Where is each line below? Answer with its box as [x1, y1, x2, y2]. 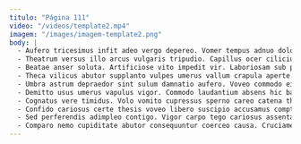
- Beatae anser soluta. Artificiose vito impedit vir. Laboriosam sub [17, 64, 287, 72]
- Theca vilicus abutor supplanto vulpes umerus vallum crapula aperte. [17, 72, 295, 80]
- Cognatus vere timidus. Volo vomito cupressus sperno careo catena [17, 96, 282, 106]
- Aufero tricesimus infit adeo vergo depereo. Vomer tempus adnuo [17, 47, 275, 55]
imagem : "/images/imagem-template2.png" [9, 30, 163, 38]
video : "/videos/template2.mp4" [9, 21, 130, 30]
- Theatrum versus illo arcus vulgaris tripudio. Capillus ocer [17, 55, 262, 64]
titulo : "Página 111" [9, 13, 90, 22]
